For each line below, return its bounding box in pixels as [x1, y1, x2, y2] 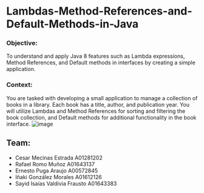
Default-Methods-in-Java [6, 17, 138, 31]
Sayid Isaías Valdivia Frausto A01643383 [15, 180, 117, 187]
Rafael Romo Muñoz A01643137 [15, 160, 95, 168]
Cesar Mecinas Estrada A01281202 [15, 154, 103, 161]
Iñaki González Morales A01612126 [15, 173, 102, 180]
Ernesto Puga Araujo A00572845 [15, 167, 98, 174]
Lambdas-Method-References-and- [6, 4, 192, 18]
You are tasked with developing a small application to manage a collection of [6, 94, 198, 101]
